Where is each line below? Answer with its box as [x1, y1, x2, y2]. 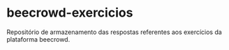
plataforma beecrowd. [6, 35, 71, 43]
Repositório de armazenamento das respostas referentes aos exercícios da [6, 28, 223, 36]
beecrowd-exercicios [6, 5, 133, 21]
